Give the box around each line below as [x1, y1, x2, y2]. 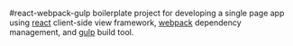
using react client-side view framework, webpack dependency [9, 17, 242, 28]
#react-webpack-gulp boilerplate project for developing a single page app [9, 8, 285, 18]
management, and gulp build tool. [9, 27, 134, 37]
